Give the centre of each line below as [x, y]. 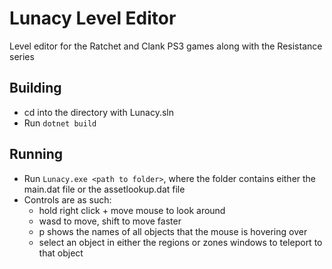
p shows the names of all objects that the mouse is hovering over [173, 231]
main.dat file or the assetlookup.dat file [104, 189]
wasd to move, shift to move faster [110, 221]
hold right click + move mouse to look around [132, 210]
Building [35, 88]
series [22, 56]
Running [36, 154]
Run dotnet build [60, 123]
